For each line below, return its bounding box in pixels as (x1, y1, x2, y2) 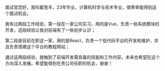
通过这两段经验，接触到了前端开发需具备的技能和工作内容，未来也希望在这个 (5, 54, 160, 60)
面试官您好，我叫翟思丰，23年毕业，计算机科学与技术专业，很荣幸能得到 (5, 4, 153, 10)
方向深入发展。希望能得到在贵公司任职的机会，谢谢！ (5, 61, 113, 66)
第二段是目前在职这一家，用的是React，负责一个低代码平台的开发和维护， (5, 37, 155, 43)
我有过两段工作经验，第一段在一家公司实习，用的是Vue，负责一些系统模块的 (5, 21, 160, 27)
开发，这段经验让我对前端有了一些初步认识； (5, 27, 96, 33)
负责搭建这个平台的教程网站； (9, 44, 70, 49)
